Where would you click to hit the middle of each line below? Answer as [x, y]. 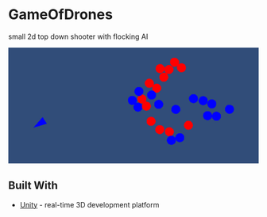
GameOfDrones [61, 15]
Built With [33, 186]
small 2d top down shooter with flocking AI [78, 36]
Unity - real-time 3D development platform [89, 204]
